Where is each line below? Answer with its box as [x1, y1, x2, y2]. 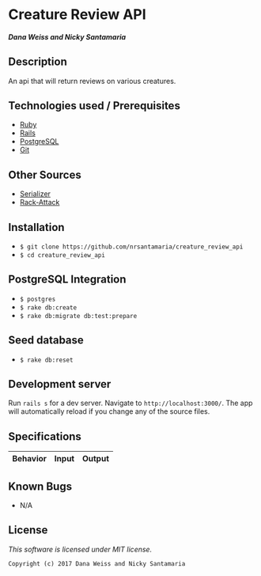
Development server [8, 377, 112, 391]
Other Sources [8, 168, 81, 181]
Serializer [19, 189, 51, 199]
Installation [8, 220, 65, 234]
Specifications [8, 430, 81, 443]
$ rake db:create [19, 303, 78, 312]
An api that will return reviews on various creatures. [8, 76, 176, 85]
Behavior [12, 453, 47, 464]
